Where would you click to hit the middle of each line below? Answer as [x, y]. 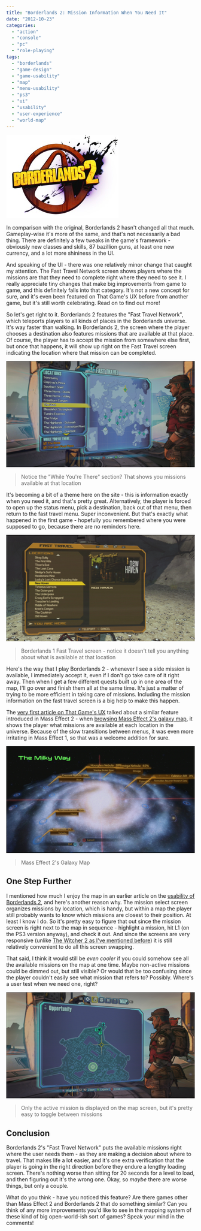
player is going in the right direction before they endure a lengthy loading [96, 1167]
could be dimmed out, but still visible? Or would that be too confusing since [99, 971]
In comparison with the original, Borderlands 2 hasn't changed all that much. [100, 227]
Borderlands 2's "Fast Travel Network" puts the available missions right [94, 1148]
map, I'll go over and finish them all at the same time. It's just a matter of [95, 688]
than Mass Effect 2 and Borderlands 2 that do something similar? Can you [97, 1204]
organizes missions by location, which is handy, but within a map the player [99, 909]
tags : [13, 57]
